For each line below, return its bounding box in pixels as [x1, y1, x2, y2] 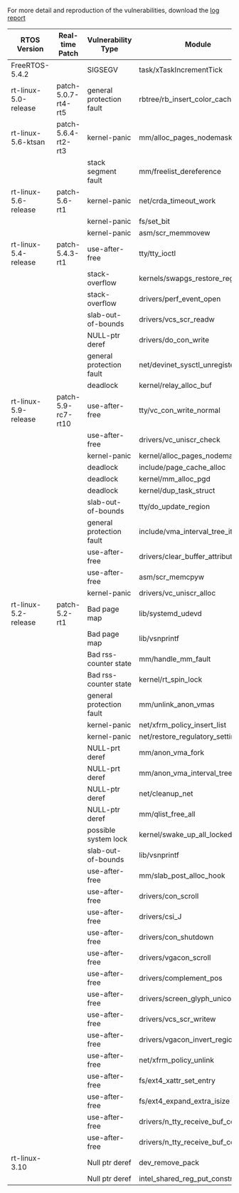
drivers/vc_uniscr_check [138, 435, 221, 444]
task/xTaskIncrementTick [138, 65, 223, 74]
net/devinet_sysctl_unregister [138, 360, 238, 369]
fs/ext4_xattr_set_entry [138, 1076, 216, 1085]
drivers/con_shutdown [138, 932, 214, 942]
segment [87, 167, 117, 176]
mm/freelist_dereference [138, 167, 222, 176]
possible [87, 825, 116, 835]
